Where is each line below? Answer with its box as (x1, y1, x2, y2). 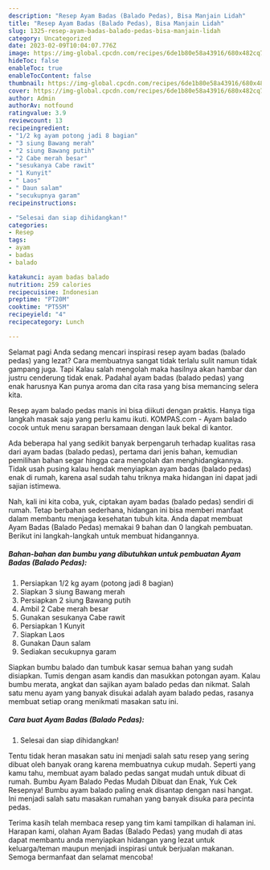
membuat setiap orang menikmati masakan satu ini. (8, 696, 179, 706)
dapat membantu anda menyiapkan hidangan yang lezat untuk (8, 835, 215, 844)
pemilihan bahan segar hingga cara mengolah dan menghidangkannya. (8, 455, 243, 465)
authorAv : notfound (8, 101, 74, 110)
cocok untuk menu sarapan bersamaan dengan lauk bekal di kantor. (8, 422, 233, 432)
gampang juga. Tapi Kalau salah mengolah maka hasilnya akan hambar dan (8, 364, 257, 374)
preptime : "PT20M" (8, 296, 70, 304)
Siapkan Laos (19, 629, 65, 639)
